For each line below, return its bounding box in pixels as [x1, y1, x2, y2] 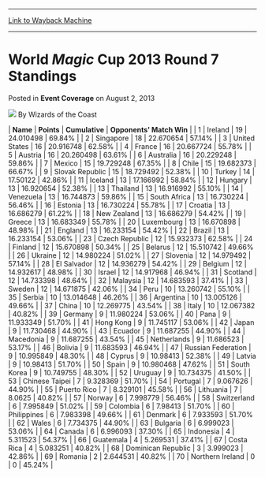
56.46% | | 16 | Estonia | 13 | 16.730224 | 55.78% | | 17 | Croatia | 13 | [8, 200, 230, 210]
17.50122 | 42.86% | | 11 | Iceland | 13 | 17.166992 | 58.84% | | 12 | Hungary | [8, 175, 252, 184]
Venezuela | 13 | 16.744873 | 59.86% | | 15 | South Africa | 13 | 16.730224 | [8, 192, 248, 201]
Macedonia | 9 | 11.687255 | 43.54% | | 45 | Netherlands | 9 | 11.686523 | [8, 334, 244, 344]
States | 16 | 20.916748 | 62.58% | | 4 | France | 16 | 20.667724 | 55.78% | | [8, 141, 252, 151]
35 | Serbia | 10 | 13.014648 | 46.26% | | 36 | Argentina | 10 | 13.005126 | [8, 293, 242, 302]
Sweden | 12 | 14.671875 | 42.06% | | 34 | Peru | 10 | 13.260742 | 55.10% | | [8, 284, 250, 293]
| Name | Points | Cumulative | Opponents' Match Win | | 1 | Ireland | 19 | [8, 125, 247, 134]
